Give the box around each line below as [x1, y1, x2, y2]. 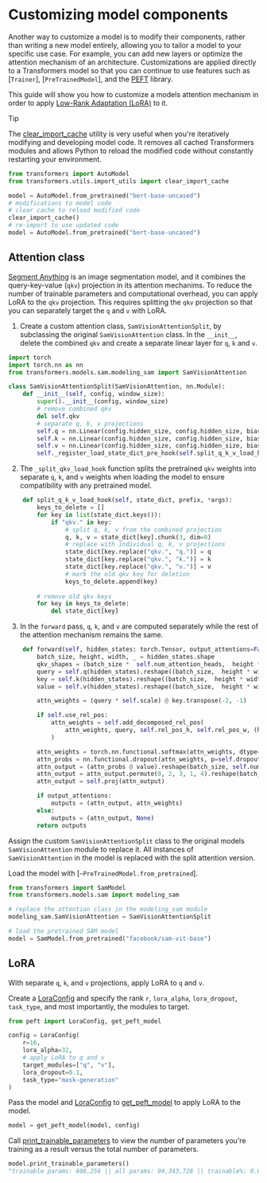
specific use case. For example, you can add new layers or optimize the [8, 49, 243, 58]
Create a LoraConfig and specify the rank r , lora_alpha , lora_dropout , [8, 993, 238, 1003]
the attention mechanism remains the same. [19, 630, 164, 640]
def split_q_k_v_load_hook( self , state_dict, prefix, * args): [22, 496, 233, 504]
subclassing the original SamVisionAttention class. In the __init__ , [19, 329, 238, 339]
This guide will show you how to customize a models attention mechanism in [8, 89, 259, 99]
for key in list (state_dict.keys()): [37, 511, 161, 519]
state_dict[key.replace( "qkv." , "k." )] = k [64, 555, 212, 563]
